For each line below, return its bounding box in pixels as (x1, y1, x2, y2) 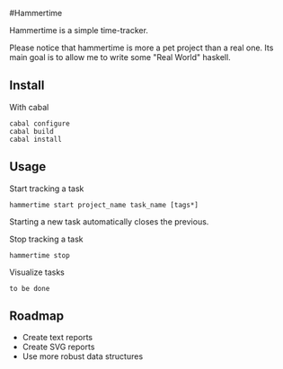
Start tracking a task (9, 183, 84, 194)
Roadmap (9, 309, 65, 324)
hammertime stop (9, 250, 70, 259)
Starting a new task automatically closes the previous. (9, 215, 209, 227)
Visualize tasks (9, 267, 65, 277)
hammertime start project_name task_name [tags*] (9, 200, 199, 209)
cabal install (9, 135, 63, 144)
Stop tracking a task (9, 233, 84, 244)
